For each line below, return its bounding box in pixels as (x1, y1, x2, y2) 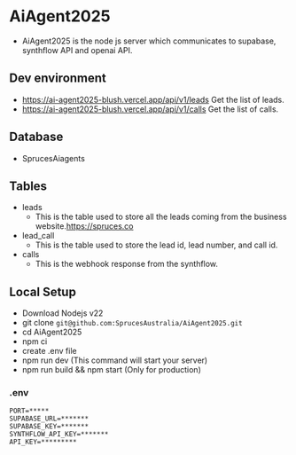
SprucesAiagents (21, 153, 86, 163)
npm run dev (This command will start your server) (21, 355, 208, 365)
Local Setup (9, 284, 77, 299)
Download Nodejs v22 (21, 308, 104, 318)
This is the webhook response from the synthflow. (35, 259, 219, 270)
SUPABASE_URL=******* (9, 414, 90, 423)
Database (9, 129, 64, 145)
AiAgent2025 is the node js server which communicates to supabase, (21, 35, 277, 46)
